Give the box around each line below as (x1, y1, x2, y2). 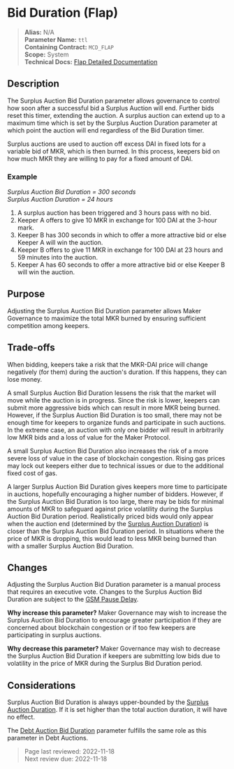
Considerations (7, 679, 76, 692)
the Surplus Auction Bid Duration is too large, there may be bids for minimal (7, 497, 224, 505)
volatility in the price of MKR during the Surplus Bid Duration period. (7, 659, 203, 668)
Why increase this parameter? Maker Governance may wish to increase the (7, 609, 227, 617)
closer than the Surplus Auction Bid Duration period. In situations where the (7, 527, 225, 535)
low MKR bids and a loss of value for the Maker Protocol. (7, 433, 171, 441)
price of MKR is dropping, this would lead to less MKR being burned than (7, 534, 217, 542)
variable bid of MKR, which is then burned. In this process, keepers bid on (7, 147, 220, 155)
